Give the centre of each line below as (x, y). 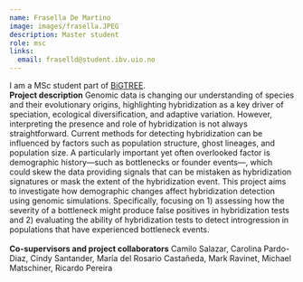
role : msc (28, 43)
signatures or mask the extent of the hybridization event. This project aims (148, 181)
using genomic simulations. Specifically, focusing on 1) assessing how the (147, 201)
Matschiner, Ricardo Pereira (61, 268)
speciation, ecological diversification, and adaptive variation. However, (141, 114)
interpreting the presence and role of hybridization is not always (129, 124)
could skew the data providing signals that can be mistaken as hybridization (151, 172)
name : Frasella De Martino (60, 18)
